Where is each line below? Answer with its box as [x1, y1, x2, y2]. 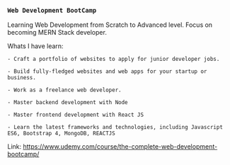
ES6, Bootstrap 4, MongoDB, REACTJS [7, 130, 115, 137]
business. [7, 74, 37, 81]
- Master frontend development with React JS [7, 111, 144, 119]
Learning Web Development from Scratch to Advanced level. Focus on [7, 21, 213, 29]
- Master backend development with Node [7, 99, 129, 106]
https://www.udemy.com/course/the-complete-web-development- [23, 142, 218, 151]
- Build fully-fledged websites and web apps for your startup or [7, 68, 207, 75]
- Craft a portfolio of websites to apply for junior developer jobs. [7, 56, 220, 63]
